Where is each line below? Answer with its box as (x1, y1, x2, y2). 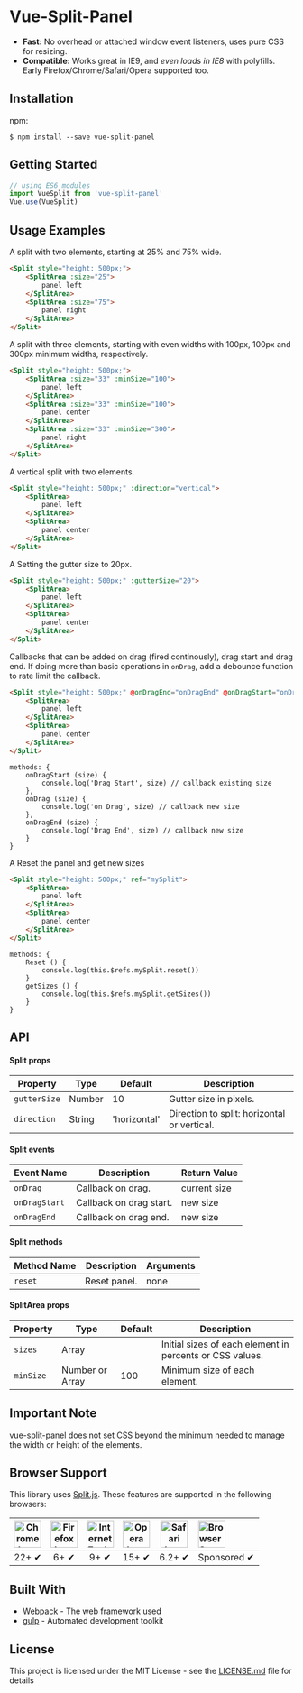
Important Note (9, 1405, 97, 1422)
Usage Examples (9, 223, 106, 238)
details (9, 1675, 34, 1686)
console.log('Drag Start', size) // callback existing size (41, 778, 272, 787)
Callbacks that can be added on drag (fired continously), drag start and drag (9, 651, 293, 662)
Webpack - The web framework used (22, 1606, 162, 1616)
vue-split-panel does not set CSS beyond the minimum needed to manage (9, 1430, 286, 1440)
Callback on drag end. (76, 1211, 170, 1224)
